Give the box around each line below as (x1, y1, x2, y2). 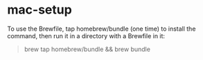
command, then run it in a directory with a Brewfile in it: (7, 31, 165, 40)
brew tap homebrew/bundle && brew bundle (24, 45, 151, 53)
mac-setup (7, 2, 73, 18)
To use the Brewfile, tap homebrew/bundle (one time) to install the (7, 25, 196, 33)
